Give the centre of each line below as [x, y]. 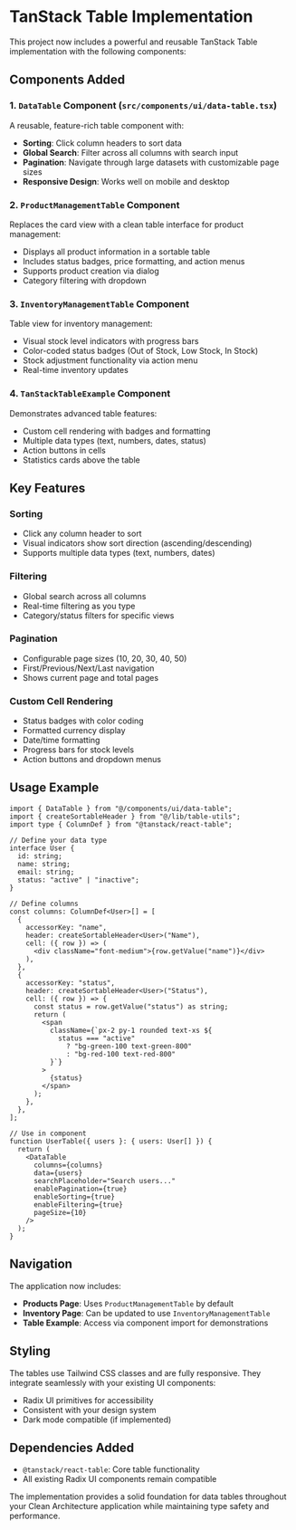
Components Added [67, 80]
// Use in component [48, 1133]
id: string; [40, 856]
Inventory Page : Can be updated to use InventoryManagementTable [146, 1313]
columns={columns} [68, 1165]
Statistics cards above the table [81, 460]
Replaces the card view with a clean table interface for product [127, 225]
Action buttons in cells [64, 450]
